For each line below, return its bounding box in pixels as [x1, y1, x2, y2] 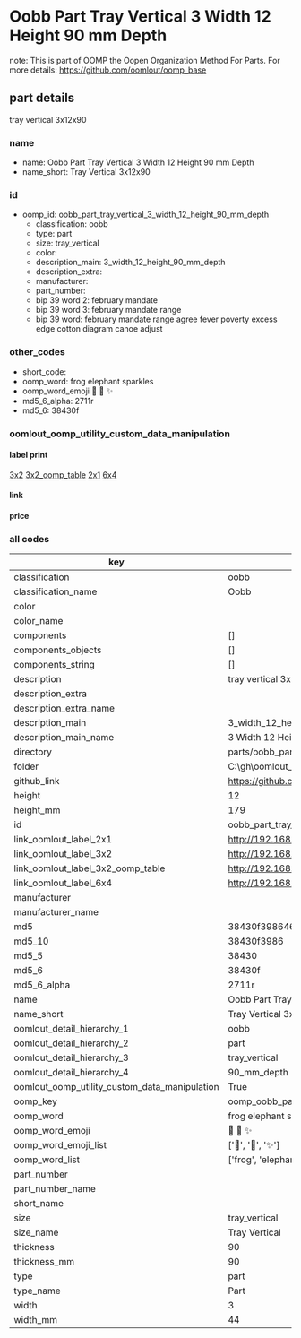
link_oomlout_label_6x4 [13, 876, 113, 889]
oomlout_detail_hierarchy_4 [13, 1066, 129, 1079]
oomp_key [13, 1095, 58, 1108]
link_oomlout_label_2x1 [13, 833, 113, 846]
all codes [9, 532, 50, 545]
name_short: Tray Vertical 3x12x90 [21, 167, 150, 177]
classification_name [13, 585, 98, 598]
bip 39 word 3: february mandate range [35, 305, 182, 315]
